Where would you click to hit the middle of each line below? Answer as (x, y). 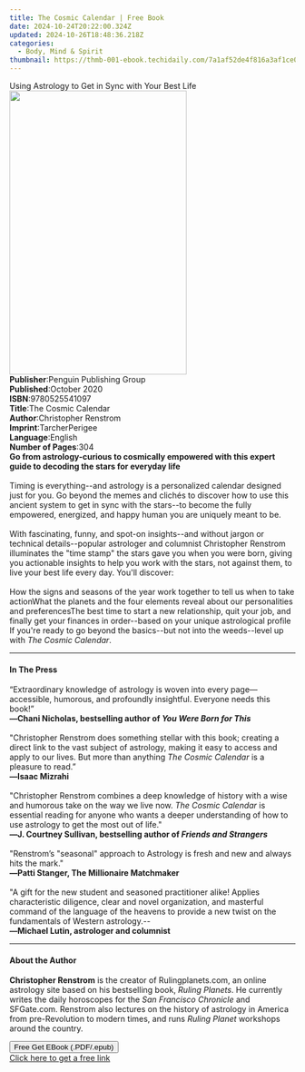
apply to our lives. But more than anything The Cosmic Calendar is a (137, 757)
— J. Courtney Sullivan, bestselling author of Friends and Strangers (138, 834)
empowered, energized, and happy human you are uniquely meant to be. (145, 515)
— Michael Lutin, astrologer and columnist (90, 931)
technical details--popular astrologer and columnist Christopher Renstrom (148, 543)
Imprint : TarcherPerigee (54, 427)
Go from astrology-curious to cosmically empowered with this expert (143, 457)
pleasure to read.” (43, 767)
